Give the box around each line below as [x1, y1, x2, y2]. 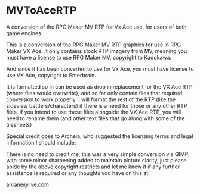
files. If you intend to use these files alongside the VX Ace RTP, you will [6, 108, 181, 115]
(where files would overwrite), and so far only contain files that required [6, 89, 183, 96]
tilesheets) [6, 121, 32, 128]
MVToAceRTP [6, 4, 77, 17]
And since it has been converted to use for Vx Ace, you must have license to [6, 65, 194, 72]
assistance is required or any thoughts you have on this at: [6, 169, 150, 176]
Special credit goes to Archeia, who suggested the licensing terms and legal [6, 132, 193, 140]
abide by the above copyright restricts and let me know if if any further [6, 163, 180, 170]
